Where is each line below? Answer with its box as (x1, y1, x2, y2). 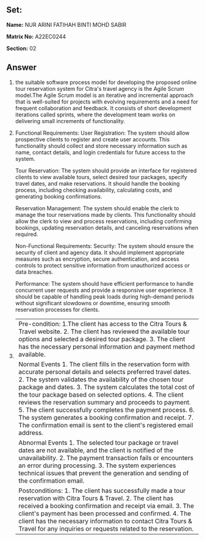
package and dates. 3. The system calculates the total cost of (18, 383, 195, 391)
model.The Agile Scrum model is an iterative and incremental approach (15, 91, 194, 99)
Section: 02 (6, 44, 37, 52)
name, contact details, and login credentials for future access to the (15, 149, 186, 156)
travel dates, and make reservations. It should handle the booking (15, 180, 180, 187)
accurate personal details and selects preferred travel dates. (18, 367, 191, 376)
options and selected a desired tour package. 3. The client (18, 334, 185, 343)
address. (18, 428, 44, 437)
